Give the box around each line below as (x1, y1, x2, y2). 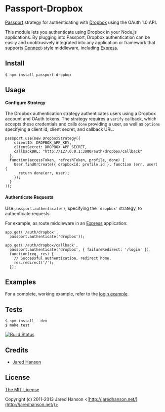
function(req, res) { (9, 251, 54, 256)
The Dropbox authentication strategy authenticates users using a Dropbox (5, 111, 156, 117)
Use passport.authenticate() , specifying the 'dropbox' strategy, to (5, 205, 142, 211)
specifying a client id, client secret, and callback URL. (5, 126, 115, 132)
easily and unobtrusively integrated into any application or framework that (5, 39, 156, 45)
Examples (5, 278, 36, 286)
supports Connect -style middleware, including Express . (5, 45, 119, 51)
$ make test (5, 323, 30, 328)
